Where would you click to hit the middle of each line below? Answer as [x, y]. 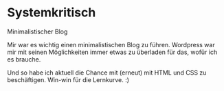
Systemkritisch [52, 13]
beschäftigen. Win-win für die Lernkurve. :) [68, 79]
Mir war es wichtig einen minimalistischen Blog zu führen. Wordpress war [111, 44]
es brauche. [24, 59]
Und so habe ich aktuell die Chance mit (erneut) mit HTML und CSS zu [107, 73]
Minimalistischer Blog [37, 31]
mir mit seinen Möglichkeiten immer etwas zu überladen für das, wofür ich [112, 52]
